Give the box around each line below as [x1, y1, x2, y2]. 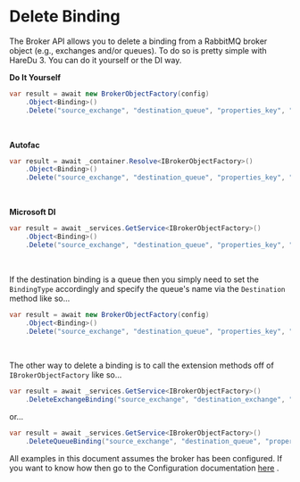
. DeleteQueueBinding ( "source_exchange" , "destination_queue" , [25, 437, 262, 446]
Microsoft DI [9, 207, 56, 218]
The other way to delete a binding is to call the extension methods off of [9, 360, 274, 371]
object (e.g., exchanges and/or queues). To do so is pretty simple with [9, 45, 268, 55]
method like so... [9, 293, 71, 303]
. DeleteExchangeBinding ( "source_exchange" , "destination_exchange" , [25, 395, 286, 404]
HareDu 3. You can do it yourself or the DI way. [9, 54, 182, 65]
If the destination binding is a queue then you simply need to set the [9, 274, 259, 285]
